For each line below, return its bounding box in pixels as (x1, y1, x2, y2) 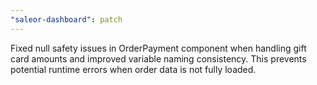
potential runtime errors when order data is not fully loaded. (10, 63, 257, 75)
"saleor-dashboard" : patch (10, 14, 123, 25)
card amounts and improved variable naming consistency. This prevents (10, 52, 307, 65)
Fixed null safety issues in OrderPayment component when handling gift (10, 42, 307, 54)
